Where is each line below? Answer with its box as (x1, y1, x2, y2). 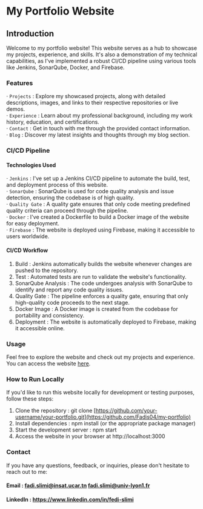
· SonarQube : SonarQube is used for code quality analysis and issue (6, 188, 175, 195)
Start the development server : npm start (15, 426, 117, 434)
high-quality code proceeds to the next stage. (15, 299, 130, 306)
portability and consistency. (15, 311, 85, 319)
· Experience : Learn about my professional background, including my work (6, 112, 193, 119)
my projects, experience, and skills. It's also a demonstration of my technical (6, 51, 198, 58)
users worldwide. (6, 233, 50, 240)
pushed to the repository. (15, 267, 79, 274)
